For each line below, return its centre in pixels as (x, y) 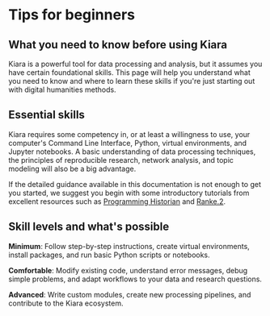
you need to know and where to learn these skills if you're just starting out (132, 81)
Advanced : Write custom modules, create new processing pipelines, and (130, 294)
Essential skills (46, 115)
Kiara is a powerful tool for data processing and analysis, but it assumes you (135, 64)
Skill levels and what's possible (89, 227)
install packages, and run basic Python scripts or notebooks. (109, 255)
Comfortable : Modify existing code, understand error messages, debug (128, 270)
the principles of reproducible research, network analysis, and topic (121, 160)
